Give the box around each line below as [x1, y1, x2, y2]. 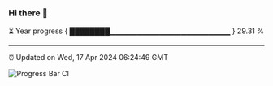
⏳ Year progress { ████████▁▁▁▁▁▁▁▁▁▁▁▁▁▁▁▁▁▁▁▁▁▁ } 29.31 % [8, 26, 264, 36]
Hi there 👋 [8, 7, 49, 19]
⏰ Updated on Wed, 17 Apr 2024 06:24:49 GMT [8, 53, 169, 62]
